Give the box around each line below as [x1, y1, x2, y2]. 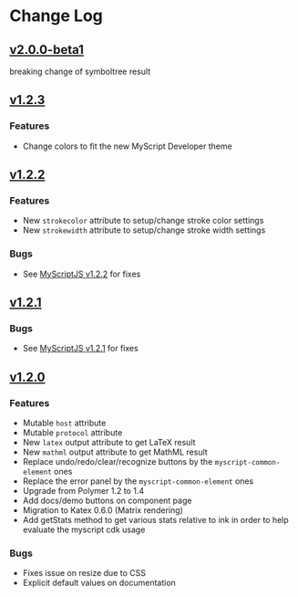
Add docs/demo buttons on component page [22, 495, 192, 507]
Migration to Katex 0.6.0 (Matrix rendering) [22, 505, 184, 516]
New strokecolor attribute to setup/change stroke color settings [22, 215, 264, 226]
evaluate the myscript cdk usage [22, 524, 146, 535]
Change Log [9, 5, 103, 26]
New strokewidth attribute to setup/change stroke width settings [22, 225, 266, 236]
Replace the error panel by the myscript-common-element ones [22, 476, 254, 487]
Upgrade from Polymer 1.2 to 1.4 [22, 486, 144, 497]
